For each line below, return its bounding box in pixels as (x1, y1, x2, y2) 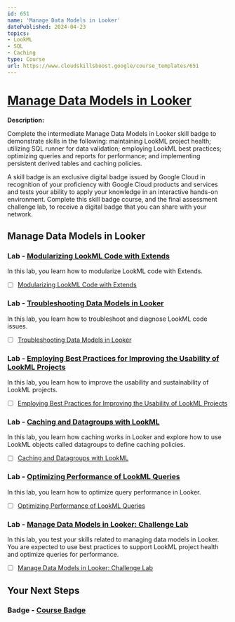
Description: (7, 116, 44, 124)
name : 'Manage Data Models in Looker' (7, 17, 121, 24)
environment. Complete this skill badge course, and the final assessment (7, 195, 217, 203)
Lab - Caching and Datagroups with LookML (7, 417, 160, 427)
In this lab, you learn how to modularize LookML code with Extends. (7, 267, 203, 275)
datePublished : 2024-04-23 (7, 23, 86, 30)
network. (7, 209, 34, 218)
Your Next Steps (7, 584, 80, 596)
